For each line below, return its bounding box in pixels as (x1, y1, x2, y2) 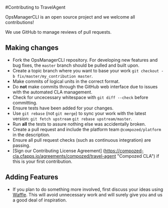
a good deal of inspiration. (12, 197, 67, 203)
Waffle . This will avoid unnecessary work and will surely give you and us (12, 191, 162, 197)
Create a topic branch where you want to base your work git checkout (12, 67, 159, 73)
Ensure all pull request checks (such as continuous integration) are (12, 137, 151, 143)
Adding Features (5, 173, 59, 181)
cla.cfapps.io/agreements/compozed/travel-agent (12, 153, 116, 159)
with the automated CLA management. (12, 89, 93, 95)
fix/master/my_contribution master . (17, 73, 93, 79)
